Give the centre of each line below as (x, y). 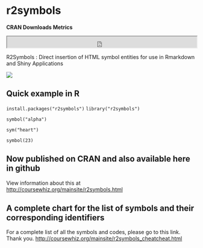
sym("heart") (23, 130)
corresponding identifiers (55, 218)
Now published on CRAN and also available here (98, 159)
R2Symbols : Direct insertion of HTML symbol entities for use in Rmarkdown (101, 57)
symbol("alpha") (27, 119)
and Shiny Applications (35, 63)
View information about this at (44, 183)
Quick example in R (43, 94)
